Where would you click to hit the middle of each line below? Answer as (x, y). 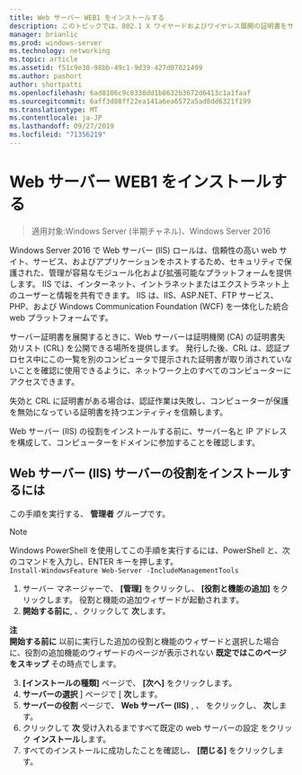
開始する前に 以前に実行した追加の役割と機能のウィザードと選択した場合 (144, 641)
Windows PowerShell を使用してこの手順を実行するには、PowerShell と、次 (150, 550)
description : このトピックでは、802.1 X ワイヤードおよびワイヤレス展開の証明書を (148, 26)
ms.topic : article (44, 59)
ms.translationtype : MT (54, 110)
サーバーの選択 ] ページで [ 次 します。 (92, 694)
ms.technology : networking (60, 51)
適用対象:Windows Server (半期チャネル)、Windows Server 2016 (151, 231)
